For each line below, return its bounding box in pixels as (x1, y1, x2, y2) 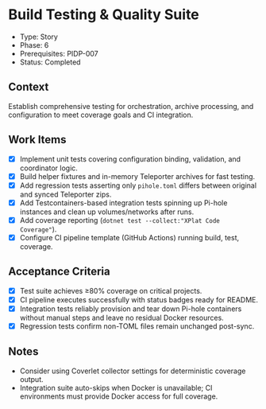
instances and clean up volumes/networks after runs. (19, 207, 195, 216)
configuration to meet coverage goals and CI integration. (8, 110, 194, 119)
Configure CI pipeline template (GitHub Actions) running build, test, (19, 232, 240, 242)
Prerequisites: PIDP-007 (19, 49, 98, 58)
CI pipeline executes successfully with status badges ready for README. (19, 294, 259, 304)
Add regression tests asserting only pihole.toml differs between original (19, 181, 256, 190)
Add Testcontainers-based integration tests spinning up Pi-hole (19, 197, 228, 208)
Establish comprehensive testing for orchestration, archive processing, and (8, 101, 254, 111)
